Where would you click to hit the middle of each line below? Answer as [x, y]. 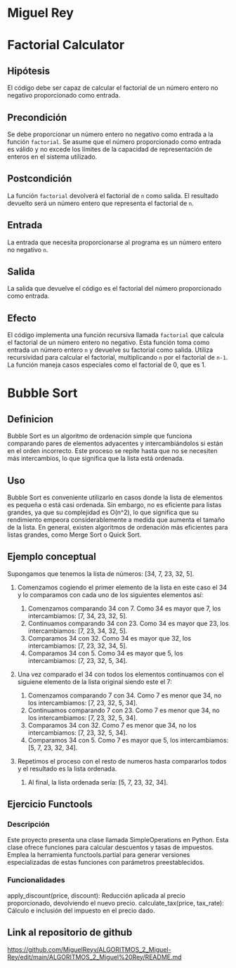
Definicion [31, 419]
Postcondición [40, 179]
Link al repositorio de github [70, 933]
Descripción [29, 825]
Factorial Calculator [66, 45]
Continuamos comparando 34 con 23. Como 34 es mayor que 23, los [128, 623]
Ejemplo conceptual [52, 557]
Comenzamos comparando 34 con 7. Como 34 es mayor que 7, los [124, 608]
